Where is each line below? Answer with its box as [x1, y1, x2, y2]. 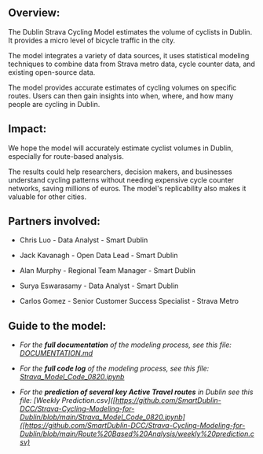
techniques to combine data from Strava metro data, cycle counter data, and [8, 59, 255, 68]
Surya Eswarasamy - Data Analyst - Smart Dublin [19, 281, 179, 290]
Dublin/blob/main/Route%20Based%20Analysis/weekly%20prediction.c [19, 429, 255, 439]
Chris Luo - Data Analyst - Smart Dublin [19, 235, 148, 245]
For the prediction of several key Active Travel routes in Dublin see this [19, 387, 254, 397]
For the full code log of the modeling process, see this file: [19, 364, 210, 373]
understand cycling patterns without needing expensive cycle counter [8, 175, 234, 184]
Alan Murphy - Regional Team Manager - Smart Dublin [19, 266, 196, 275]
